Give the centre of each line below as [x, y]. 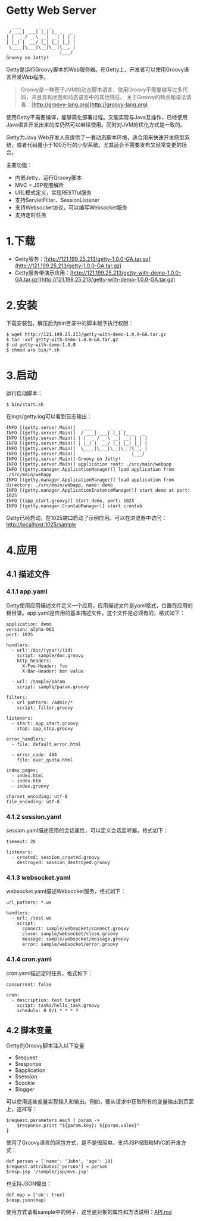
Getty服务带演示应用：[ [43, 273]
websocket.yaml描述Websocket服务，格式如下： [66, 891]
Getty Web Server [51, 10]
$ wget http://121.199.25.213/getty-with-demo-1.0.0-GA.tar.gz [86, 334]
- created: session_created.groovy [56, 857]
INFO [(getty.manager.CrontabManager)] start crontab [74, 506]
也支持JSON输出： [29, 1184]
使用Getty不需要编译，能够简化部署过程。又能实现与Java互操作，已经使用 [97, 117]
